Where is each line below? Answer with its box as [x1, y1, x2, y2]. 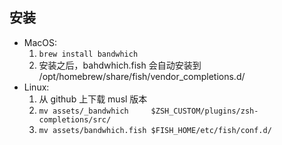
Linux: [23, 81, 50, 93]
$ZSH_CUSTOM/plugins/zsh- [150, 106, 259, 116]
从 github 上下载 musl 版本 [38, 93, 148, 105]
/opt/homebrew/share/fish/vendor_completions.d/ [38, 70, 246, 82]
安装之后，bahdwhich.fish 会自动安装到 [38, 59, 202, 71]
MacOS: [23, 36, 58, 48]
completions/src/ [38, 114, 112, 125]
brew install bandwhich [38, 49, 139, 59]
